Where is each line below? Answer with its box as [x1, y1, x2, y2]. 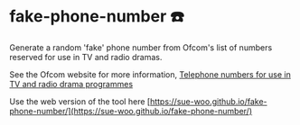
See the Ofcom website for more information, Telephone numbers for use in [9, 68, 291, 80]
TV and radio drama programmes [9, 78, 134, 89]
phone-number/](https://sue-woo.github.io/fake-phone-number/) [9, 105, 253, 116]
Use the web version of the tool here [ [9, 95, 151, 107]
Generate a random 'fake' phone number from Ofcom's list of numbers [9, 41, 273, 53]
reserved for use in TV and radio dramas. [9, 51, 163, 62]
